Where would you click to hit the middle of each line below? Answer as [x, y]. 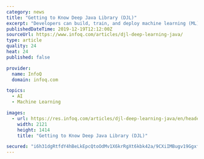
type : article [24, 40]
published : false [28, 57]
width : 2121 [32, 124]
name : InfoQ [27, 74]
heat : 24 [17, 52]
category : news [25, 12]
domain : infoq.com [35, 80]
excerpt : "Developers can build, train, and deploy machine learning [96, 23]
